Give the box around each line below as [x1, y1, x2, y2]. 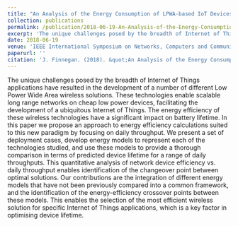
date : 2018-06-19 [7, 37, 59, 44]
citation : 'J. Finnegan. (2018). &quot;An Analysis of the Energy [7, 56, 208, 64]
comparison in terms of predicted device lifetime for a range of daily [7, 150, 207, 159]
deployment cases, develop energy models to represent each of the [7, 136, 205, 144]
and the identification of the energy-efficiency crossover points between [7, 188, 220, 196]
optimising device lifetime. [7, 210, 84, 219]
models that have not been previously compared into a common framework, [7, 181, 229, 189]
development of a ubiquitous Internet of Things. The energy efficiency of [7, 105, 220, 114]
